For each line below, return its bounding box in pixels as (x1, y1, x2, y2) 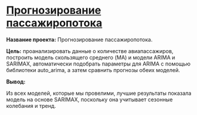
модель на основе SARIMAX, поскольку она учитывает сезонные (6, 96, 173, 103)
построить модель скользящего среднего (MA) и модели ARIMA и (6, 54, 176, 61)
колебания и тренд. (6, 102, 57, 109)
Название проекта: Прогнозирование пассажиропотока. (6, 36, 153, 43)
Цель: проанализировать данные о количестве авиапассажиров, (6, 47, 174, 54)
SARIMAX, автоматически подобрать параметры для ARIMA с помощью (6, 60, 191, 67)
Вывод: (6, 78, 26, 85)
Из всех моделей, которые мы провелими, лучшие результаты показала (6, 89, 192, 97)
